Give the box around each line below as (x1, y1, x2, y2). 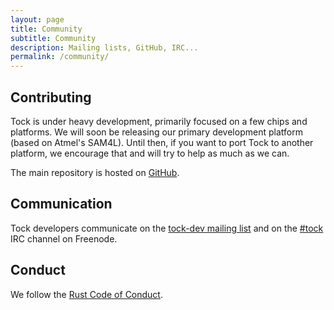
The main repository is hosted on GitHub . (10, 166, 180, 178)
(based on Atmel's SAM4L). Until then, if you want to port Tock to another (10, 136, 314, 148)
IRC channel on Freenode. (10, 232, 118, 245)
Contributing (10, 89, 92, 106)
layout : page (10, 14, 65, 25)
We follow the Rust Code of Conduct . (10, 288, 163, 300)
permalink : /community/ (10, 52, 110, 62)
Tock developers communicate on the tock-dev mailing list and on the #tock (10, 222, 324, 234)
